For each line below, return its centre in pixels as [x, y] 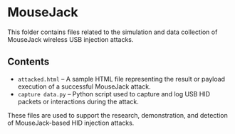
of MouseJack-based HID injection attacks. [71, 123]
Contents [28, 62]
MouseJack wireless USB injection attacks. [70, 39]
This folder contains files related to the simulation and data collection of [113, 32]
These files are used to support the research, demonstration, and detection [117, 115]
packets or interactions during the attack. [78, 101]
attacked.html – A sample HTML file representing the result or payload [121, 79]
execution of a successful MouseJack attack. [84, 86]
